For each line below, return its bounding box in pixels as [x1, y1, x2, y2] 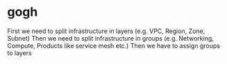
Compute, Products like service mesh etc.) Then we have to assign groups [7, 41, 221, 50]
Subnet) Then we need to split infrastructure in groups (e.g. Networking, [7, 34, 214, 42]
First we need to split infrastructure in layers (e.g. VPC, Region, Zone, [7, 27, 205, 35]
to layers [7, 49, 33, 57]
